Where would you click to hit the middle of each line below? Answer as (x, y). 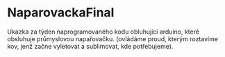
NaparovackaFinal (61, 13)
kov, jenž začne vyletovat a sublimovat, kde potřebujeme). (90, 46)
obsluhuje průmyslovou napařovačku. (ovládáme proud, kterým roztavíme (113, 38)
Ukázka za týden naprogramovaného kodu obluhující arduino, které (103, 32)
